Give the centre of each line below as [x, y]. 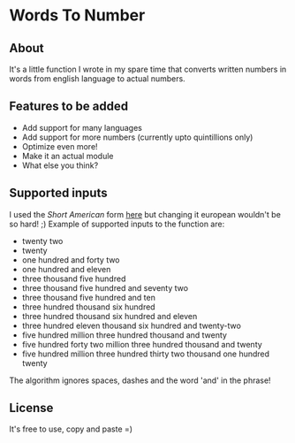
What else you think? [60, 165]
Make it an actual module [68, 156]
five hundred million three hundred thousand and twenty [125, 335]
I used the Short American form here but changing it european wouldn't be [145, 214]
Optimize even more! [60, 146]
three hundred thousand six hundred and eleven [110, 316]
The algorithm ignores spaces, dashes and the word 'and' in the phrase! [140, 380]
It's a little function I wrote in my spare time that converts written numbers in [148, 69]
